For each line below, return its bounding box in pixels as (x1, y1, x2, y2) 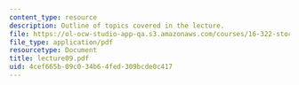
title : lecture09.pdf (9, 54, 90, 63)
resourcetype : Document (9, 46, 98, 55)
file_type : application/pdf (9, 37, 114, 47)
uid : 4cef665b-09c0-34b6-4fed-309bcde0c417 (9, 63, 174, 72)
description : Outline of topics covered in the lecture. (9, 21, 225, 30)
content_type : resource (9, 12, 98, 22)
